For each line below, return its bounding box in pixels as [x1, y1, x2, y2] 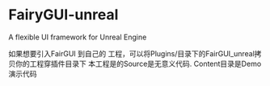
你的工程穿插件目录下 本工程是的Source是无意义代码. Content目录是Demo [15, 59, 262, 68]
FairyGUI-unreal [8, 6, 119, 24]
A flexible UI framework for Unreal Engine [8, 32, 147, 42]
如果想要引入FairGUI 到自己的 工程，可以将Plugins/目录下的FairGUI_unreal [8, 48, 255, 58]
